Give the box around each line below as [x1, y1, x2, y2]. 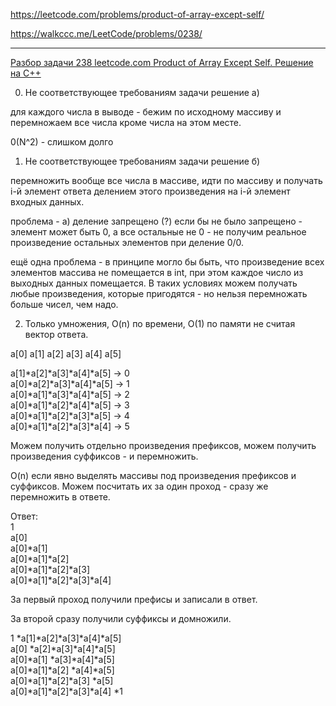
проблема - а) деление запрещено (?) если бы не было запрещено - [10, 215, 303, 227]
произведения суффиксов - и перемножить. [10, 450, 199, 462]
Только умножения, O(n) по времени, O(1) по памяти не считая [24, 318, 296, 329]
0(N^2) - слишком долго [10, 136, 114, 148]
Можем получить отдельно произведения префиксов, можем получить [10, 440, 317, 451]
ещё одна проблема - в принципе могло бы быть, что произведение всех [10, 256, 325, 268]
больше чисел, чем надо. [10, 299, 119, 310]
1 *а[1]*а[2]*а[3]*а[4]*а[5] [10, 632, 122, 644]
